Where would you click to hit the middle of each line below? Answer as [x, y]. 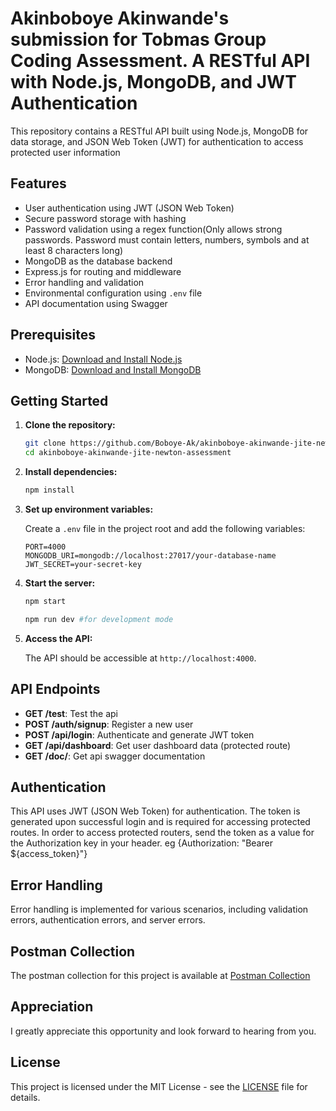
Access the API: [58, 638]
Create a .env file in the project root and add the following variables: [165, 528]
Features [38, 183]
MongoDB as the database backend [98, 261]
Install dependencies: [71, 472]
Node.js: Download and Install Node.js [103, 359]
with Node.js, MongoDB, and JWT [153, 82]
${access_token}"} [49, 854]
